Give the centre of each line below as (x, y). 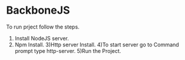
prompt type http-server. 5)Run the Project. (68, 50)
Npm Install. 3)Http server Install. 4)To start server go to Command (97, 45)
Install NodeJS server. (42, 38)
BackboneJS (38, 10)
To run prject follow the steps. (43, 27)
